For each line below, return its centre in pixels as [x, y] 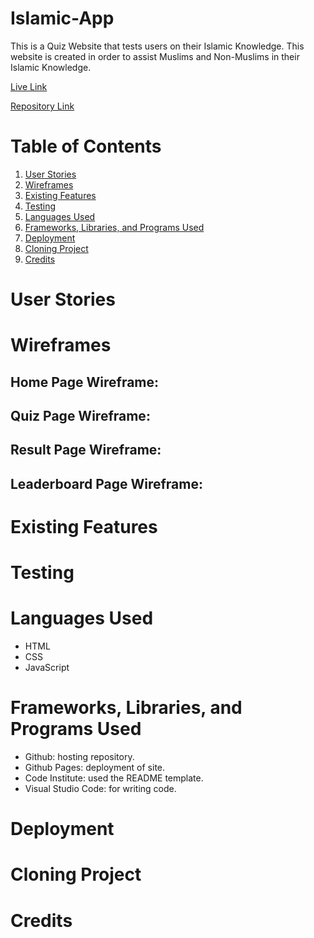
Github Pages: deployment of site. [95, 768]
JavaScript [47, 668]
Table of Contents [86, 146]
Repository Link [42, 106]
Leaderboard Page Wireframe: [106, 483]
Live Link [29, 86]
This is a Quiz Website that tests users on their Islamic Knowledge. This [157, 46]
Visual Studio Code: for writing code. [100, 789]
